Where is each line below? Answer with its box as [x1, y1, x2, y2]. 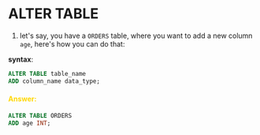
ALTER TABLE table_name [8, 69, 87, 77]
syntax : [8, 54, 34, 64]
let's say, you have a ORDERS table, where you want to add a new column [19, 31, 253, 40]
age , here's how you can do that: [19, 39, 125, 48]
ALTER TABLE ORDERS [8, 111, 72, 119]
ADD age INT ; [8, 119, 51, 127]
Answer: [8, 94, 37, 103]
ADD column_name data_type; [8, 77, 101, 85]
